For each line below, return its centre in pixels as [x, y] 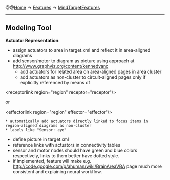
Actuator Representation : [32, 40]
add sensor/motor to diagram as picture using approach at [73, 61]
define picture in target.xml [41, 139]
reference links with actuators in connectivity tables [66, 145]
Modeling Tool [28, 28]
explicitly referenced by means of [55, 82]
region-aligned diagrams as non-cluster [49, 125]
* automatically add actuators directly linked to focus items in [77, 121]
